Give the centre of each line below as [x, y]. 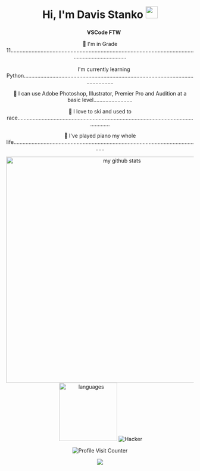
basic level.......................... [100, 100]
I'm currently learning [104, 69]
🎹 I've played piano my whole [100, 136]
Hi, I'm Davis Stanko [93, 15]
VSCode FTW [104, 32]
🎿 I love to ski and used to [100, 111]
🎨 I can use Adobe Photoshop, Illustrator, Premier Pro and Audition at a [100, 93]
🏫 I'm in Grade [100, 44]
